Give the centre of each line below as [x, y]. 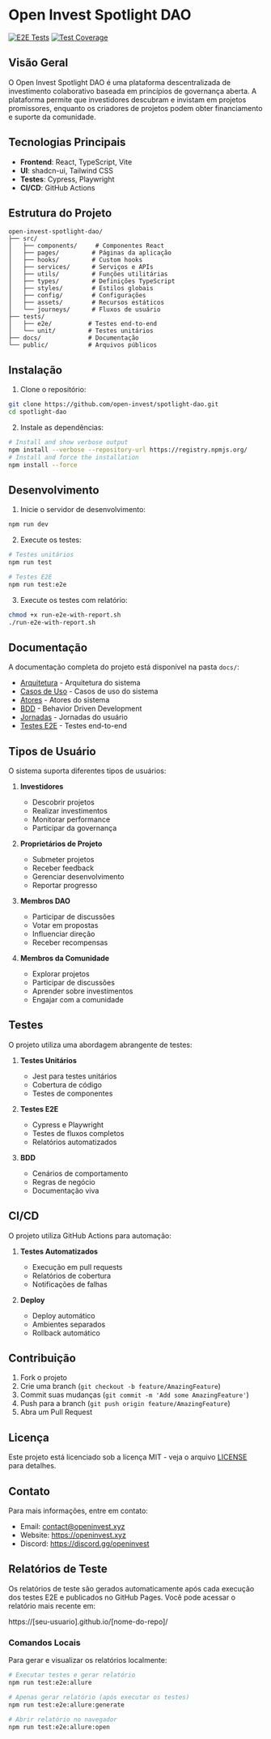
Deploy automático [64, 1315]
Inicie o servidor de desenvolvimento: [83, 510]
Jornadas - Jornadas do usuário [74, 717]
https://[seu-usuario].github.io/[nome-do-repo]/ [88, 1621]
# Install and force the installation [74, 457]
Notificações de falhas [70, 1284]
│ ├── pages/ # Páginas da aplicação [90, 253]
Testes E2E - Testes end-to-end [74, 726]
